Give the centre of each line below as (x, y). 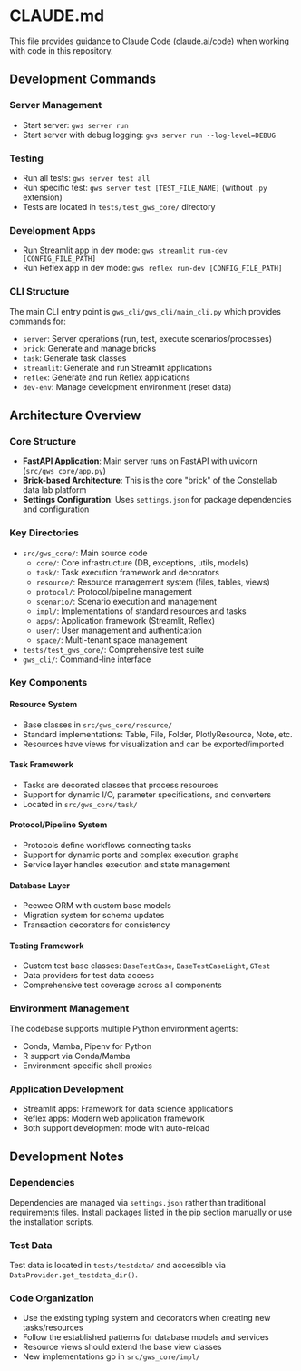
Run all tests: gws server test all (86, 177)
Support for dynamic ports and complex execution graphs (131, 855)
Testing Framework (47, 946)
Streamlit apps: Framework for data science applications (128, 1109)
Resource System (44, 705)
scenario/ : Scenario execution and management (126, 601)
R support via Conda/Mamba (76, 1056)
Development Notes (67, 1157)
